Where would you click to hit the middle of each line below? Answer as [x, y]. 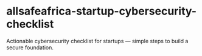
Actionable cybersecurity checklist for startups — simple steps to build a [97, 41]
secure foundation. [30, 47]
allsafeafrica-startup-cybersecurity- [101, 11]
